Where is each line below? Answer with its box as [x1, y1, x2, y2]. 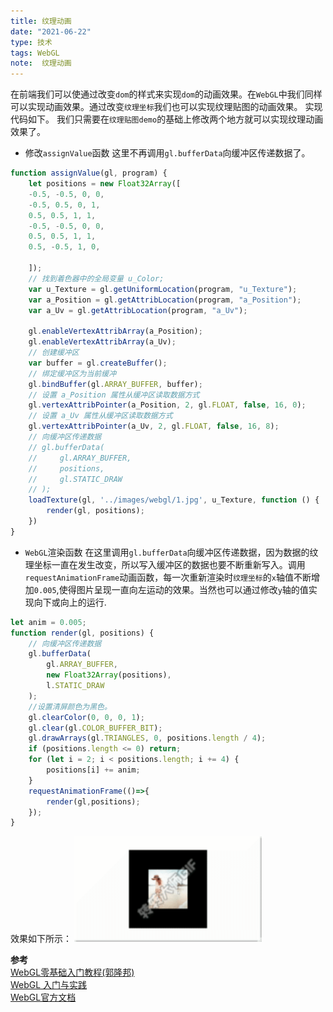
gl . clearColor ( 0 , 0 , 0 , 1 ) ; [28, 712, 145, 722]
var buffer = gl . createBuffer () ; [28, 358, 168, 368]
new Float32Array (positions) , [46, 670, 172, 680]
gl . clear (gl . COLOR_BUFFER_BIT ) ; [28, 723, 163, 733]
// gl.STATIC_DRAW [28, 474, 123, 484]
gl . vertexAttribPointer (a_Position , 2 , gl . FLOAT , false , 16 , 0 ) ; [28, 400, 307, 410]
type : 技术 [10, 37, 53, 47]
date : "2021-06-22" [10, 26, 92, 37]
